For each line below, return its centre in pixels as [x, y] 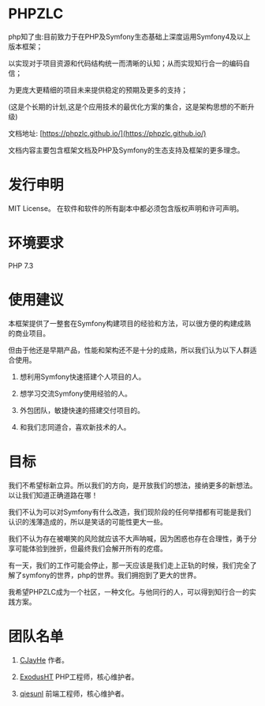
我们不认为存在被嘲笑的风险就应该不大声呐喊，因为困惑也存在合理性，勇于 [129, 539]
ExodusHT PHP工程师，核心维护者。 [79, 677]
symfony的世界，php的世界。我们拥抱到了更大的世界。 [111, 575]
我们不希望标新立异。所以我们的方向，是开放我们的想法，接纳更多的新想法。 [132, 485]
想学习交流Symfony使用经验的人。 [76, 393]
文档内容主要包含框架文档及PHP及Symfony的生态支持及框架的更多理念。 [126, 150]
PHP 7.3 [21, 265]
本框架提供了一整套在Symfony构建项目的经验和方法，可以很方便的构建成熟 [130, 323]
